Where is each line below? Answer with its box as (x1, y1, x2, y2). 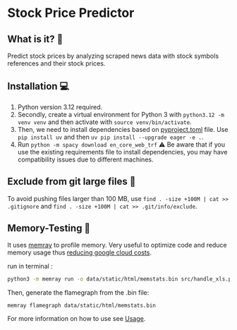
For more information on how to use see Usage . (7, 314, 146, 323)
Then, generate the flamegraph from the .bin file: (7, 288, 150, 297)
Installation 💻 (7, 80, 70, 92)
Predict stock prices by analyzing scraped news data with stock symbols (7, 51, 219, 60)
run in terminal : (7, 262, 53, 271)
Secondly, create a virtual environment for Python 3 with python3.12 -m (17, 110, 224, 118)
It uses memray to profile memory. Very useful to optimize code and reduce (7, 241, 227, 250)
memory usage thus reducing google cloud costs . (7, 248, 152, 257)
